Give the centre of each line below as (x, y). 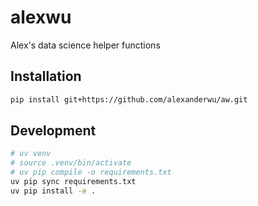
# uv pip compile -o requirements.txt (91, 172)
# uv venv (31, 154)
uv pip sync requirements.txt (73, 182)
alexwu (41, 17)
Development (53, 131)
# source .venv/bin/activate (71, 163)
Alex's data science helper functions (85, 45)
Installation (46, 76)
